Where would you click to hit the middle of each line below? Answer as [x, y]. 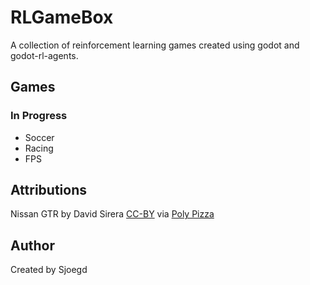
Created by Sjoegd [49, 270]
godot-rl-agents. [44, 55]
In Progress [39, 116]
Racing [39, 148]
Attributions [49, 190]
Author [32, 245]
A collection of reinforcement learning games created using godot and [155, 45]
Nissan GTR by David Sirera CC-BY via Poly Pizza [112, 214]
